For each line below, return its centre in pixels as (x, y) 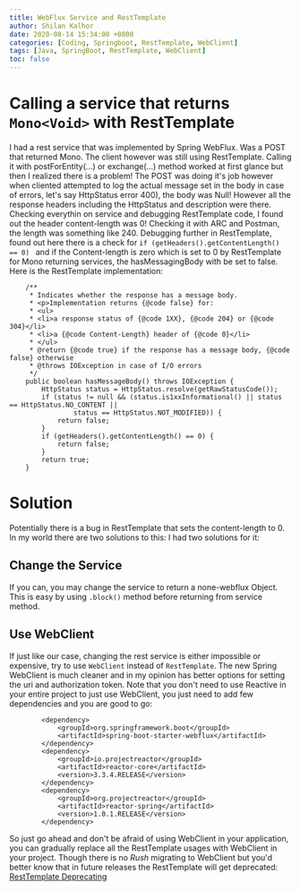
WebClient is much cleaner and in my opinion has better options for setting (147, 675)
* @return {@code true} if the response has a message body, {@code (160, 350)
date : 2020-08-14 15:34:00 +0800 (72, 34)
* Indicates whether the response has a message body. (134, 295)
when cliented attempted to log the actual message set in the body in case (147, 185)
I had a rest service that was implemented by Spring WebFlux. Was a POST (148, 147)
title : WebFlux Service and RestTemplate (88, 17)
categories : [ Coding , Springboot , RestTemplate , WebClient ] (124, 43)
